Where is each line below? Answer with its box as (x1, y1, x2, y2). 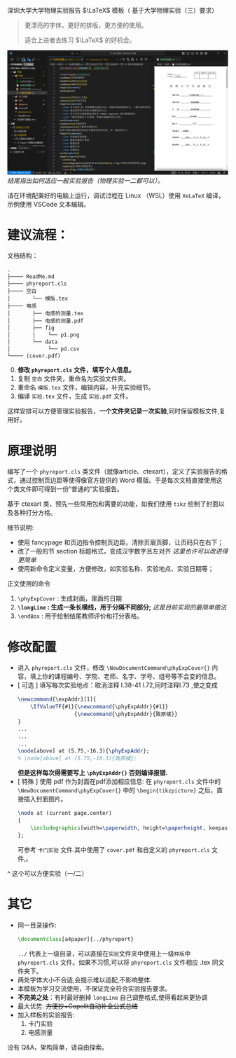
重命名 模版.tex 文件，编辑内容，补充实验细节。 (17, 383, 155, 392)
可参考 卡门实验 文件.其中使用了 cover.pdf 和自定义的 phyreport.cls (17, 845, 210, 853)
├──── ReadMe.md (7, 273, 55, 280)
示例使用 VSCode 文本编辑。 (7, 200, 90, 208)
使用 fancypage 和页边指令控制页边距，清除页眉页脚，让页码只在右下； (17, 538, 224, 547)
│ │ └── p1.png (7, 331, 80, 338)
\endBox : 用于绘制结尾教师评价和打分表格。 (17, 612, 144, 620)
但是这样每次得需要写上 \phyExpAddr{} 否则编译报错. (17, 769, 168, 777)
